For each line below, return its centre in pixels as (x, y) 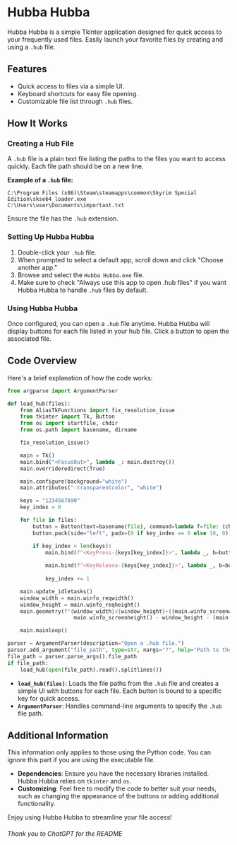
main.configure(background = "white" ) (74, 482)
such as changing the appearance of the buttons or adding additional (118, 796)
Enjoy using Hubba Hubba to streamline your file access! (90, 817)
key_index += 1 (67, 579)
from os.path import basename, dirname (79, 430)
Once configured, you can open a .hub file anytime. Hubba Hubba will (109, 324)
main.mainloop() (44, 631)
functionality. (36, 804)
